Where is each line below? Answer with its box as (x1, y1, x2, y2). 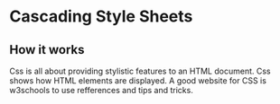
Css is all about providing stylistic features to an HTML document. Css (9, 65, 271, 76)
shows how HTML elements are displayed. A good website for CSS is (9, 75, 266, 86)
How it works (9, 42, 85, 57)
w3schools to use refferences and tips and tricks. (9, 85, 194, 95)
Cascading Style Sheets (9, 6, 193, 27)
